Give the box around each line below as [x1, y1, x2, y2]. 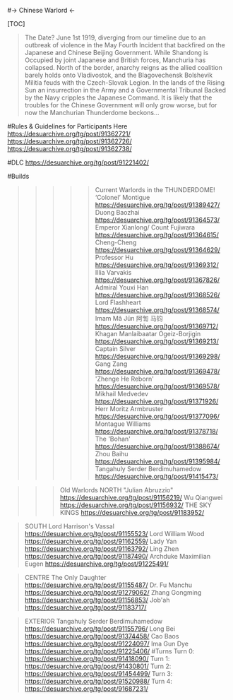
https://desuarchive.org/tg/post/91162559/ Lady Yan [24, 537, 177, 545]
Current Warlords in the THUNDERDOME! [95, 186, 215, 194]
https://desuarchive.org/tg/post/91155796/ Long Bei [24, 624, 175, 633]
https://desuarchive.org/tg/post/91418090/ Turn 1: [24, 655, 170, 663]
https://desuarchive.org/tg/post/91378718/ [95, 427, 219, 435]
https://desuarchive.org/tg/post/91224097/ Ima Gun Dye [24, 639, 189, 648]
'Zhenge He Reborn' [95, 374, 154, 383]
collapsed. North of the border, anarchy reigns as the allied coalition [24, 64, 222, 71]
